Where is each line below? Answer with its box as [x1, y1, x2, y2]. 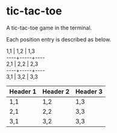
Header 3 [75, 87, 103, 96]
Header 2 [42, 87, 70, 96]
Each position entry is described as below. [6, 36, 112, 43]
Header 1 [9, 87, 37, 96]
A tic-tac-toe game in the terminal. [6, 24, 92, 31]
